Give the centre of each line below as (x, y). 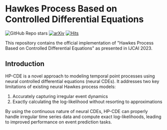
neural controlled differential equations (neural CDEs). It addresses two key (82, 81)
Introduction (25, 64)
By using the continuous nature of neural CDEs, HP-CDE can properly (77, 111)
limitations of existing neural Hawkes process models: (61, 86)
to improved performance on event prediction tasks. (59, 122)
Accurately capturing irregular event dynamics (60, 96)
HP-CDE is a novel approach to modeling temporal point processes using (80, 76)
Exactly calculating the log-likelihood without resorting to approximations (87, 101)
